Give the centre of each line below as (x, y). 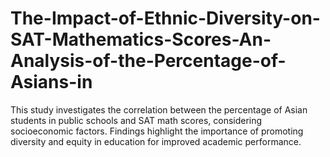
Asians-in (51, 82)
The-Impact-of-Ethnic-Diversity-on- (165, 18)
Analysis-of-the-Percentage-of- (148, 61)
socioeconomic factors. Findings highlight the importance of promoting (157, 131)
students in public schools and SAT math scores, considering (136, 120)
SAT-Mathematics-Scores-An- (141, 39)
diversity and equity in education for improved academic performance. (156, 141)
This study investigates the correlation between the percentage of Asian (159, 109)
